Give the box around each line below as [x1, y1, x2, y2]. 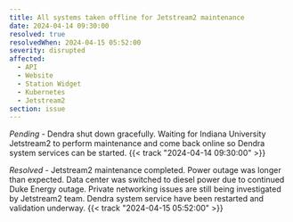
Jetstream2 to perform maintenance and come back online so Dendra [9, 138, 265, 149]
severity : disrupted [9, 46, 86, 55]
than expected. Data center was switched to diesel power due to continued [9, 175, 285, 185]
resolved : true [9, 29, 66, 38]
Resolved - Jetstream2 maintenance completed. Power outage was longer [9, 165, 282, 176]
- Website [17, 71, 53, 80]
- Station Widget [17, 79, 82, 88]
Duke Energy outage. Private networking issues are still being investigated [9, 184, 282, 194]
